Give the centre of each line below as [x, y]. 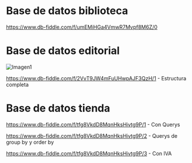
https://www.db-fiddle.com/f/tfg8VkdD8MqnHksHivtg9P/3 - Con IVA [89, 153]
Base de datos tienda [58, 108]
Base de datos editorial [63, 51]
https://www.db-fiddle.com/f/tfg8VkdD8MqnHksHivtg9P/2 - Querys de [92, 135]
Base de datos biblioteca [67, 11]
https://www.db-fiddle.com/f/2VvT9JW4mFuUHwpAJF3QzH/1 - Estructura [96, 78]
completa [18, 84]
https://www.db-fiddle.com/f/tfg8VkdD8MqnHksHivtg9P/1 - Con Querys [93, 124]
